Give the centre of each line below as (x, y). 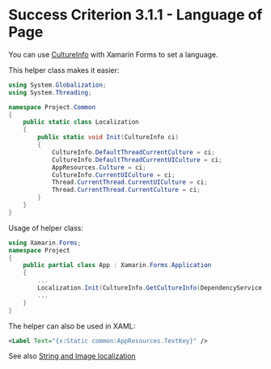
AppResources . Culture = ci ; (99, 168)
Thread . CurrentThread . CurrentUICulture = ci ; (129, 182)
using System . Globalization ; (57, 85)
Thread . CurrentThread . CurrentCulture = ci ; (126, 190)
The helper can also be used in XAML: (72, 326)
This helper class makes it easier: (64, 70)
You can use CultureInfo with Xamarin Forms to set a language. (113, 54)
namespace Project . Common (52, 107)
